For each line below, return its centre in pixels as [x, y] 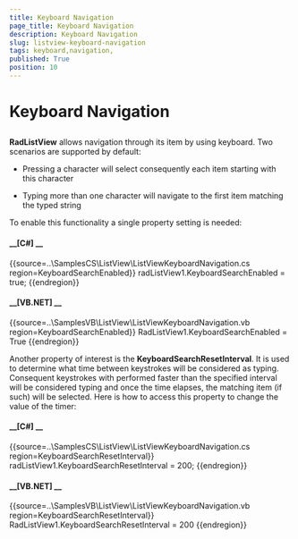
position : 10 [34, 68]
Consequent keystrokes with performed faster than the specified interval [143, 377]
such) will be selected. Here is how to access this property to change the [144, 396]
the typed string [52, 206]
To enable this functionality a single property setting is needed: [126, 223]
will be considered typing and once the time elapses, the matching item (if [146, 387]
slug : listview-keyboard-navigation [77, 42]
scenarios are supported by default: [75, 152]
